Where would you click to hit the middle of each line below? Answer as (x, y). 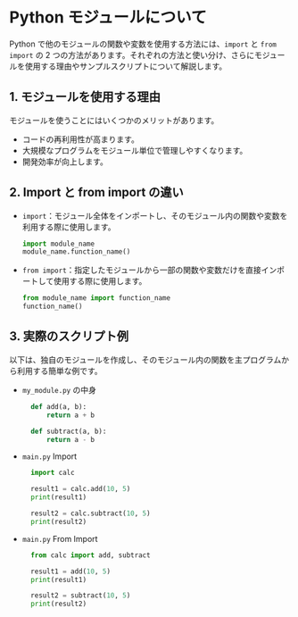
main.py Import (50, 456)
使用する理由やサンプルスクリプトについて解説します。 (126, 66)
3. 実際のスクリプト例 (69, 336)
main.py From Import (60, 538)
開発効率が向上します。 (65, 162)
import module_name (58, 244)
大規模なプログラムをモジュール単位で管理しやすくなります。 (135, 150)
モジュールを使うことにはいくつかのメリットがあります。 (114, 120)
